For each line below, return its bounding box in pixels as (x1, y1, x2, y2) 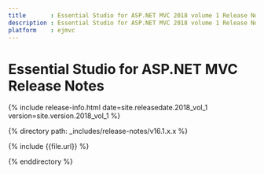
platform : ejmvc (8, 26, 76, 34)
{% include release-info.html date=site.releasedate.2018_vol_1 (8, 103, 208, 113)
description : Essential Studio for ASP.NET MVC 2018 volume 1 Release (8, 19, 247, 27)
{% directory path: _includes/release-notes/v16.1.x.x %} (8, 127, 189, 136)
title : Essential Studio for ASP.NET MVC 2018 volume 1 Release (8, 11, 247, 20)
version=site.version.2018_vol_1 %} (8, 111, 121, 120)
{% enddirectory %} (8, 157, 73, 166)
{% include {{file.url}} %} (8, 142, 90, 151)
